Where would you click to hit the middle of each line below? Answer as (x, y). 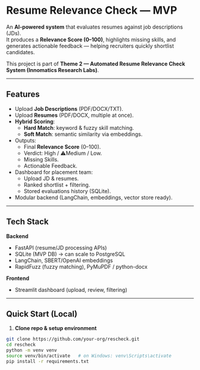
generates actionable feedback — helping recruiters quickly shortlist (90, 46)
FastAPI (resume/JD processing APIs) (61, 247)
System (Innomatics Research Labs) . (53, 70)
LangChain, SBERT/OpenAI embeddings (64, 260)
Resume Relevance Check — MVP (92, 10)
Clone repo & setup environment (56, 328)
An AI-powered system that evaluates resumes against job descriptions (95, 27)
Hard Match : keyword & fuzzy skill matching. (79, 128)
